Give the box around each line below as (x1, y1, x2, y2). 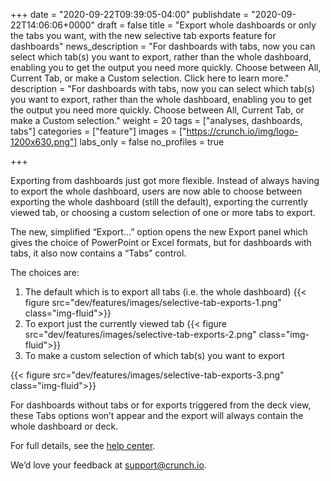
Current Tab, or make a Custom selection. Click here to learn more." (10, 72, 290, 84)
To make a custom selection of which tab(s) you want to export (24, 350, 285, 361)
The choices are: (10, 267, 80, 278)
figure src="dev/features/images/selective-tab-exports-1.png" (24, 297, 282, 308)
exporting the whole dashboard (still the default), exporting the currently (10, 196, 308, 208)
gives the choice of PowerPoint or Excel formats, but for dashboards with (10, 237, 312, 248)
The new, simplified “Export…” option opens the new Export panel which (10, 226, 308, 238)
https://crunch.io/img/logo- (186, 125, 299, 137)
